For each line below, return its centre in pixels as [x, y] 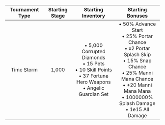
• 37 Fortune [94, 76]
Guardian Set [94, 94]
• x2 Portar [137, 48]
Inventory [94, 16]
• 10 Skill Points [94, 70]
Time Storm [24, 70]
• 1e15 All [137, 109]
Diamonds [94, 57]
